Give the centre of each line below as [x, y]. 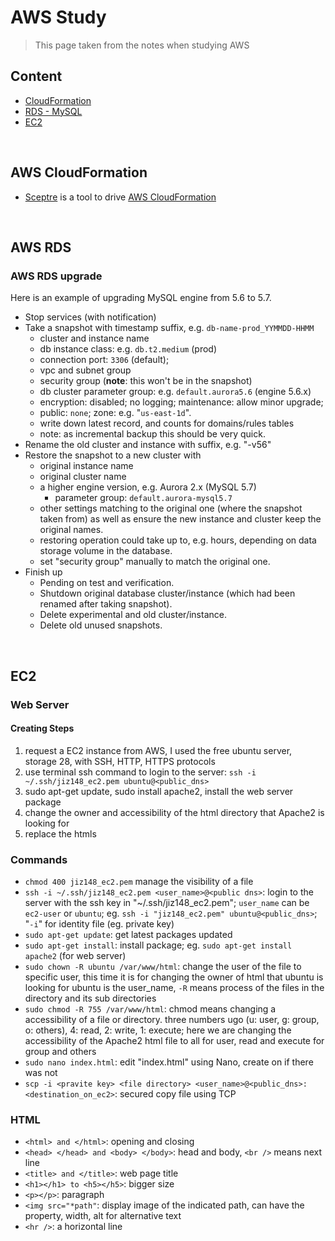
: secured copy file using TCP [175, 1094]
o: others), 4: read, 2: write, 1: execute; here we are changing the [158, 1030]
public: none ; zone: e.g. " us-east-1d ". [115, 413]
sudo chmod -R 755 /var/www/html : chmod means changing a [150, 1009]
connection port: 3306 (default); [104, 360]
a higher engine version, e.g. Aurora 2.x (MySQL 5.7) [148, 487]
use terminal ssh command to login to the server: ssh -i [140, 772]
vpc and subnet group [85, 370]
